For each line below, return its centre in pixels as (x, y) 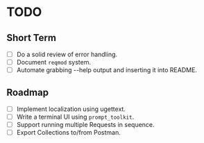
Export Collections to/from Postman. (68, 133)
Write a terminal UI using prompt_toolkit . (75, 117)
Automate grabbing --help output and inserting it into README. (107, 70)
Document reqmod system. (54, 62)
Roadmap (28, 92)
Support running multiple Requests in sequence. (85, 125)
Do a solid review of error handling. (67, 54)
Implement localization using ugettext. (71, 109)
